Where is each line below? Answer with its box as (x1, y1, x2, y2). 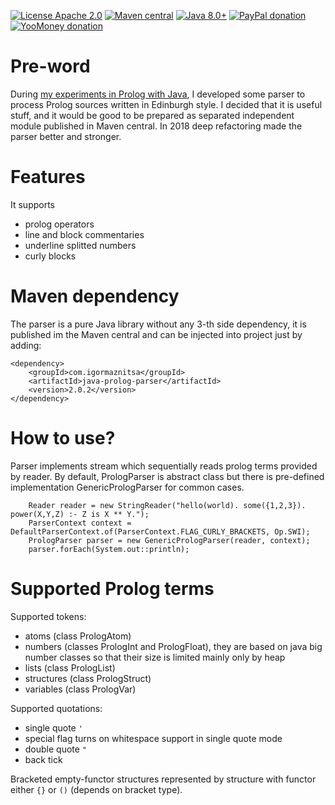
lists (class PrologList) (24, 661, 116, 674)
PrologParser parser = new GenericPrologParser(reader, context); (28, 535, 311, 545)
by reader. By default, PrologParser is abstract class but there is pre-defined (10, 470, 325, 482)
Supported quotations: (10, 702, 103, 714)
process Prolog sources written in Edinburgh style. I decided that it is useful (10, 98, 323, 110)
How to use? (10, 427, 116, 449)
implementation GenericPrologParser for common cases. (10, 481, 245, 493)
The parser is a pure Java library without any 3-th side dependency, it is (10, 318, 307, 330)
